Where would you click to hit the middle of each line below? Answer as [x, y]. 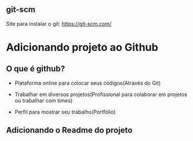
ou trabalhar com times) [43, 100]
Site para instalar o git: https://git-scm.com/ [59, 23]
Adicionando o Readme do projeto [70, 130]
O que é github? [36, 69]
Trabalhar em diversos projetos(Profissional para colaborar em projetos [101, 94]
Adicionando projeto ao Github [82, 47]
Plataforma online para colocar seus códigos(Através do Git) [88, 83]
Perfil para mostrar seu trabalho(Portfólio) [65, 112]
